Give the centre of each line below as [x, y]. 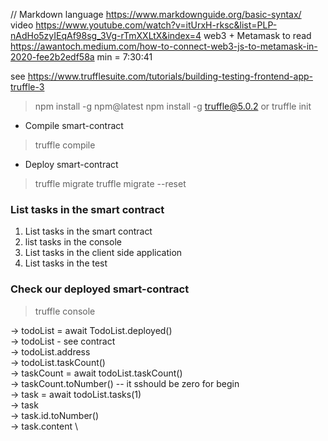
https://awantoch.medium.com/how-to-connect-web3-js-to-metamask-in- [164, 46]
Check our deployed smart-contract [100, 289]
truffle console [65, 311]
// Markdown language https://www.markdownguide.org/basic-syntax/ [156, 14]
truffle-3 [27, 87]
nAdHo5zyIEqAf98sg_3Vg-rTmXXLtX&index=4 [106, 35]
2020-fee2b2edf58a [52, 57]
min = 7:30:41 [124, 57]
